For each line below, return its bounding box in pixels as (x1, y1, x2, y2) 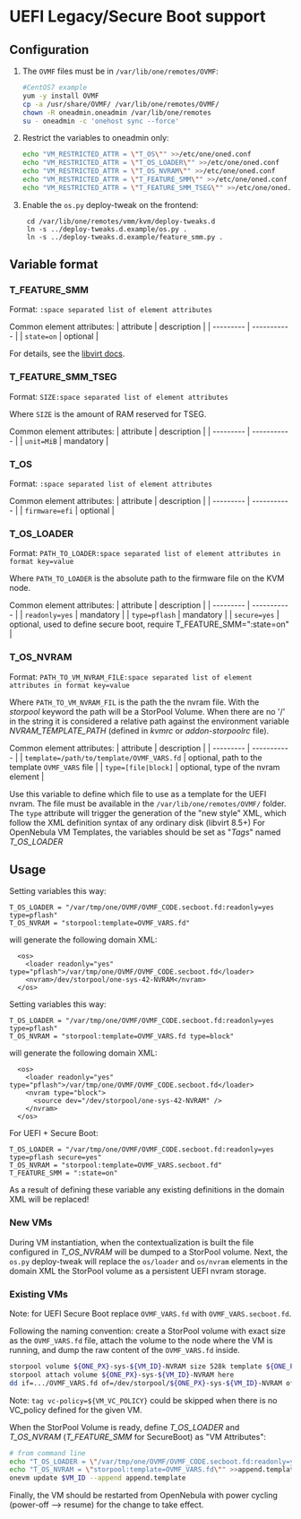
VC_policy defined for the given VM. (9, 1404, 142, 1415)
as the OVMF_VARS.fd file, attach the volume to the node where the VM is (9, 1335, 273, 1346)
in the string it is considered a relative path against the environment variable (9, 716, 289, 726)
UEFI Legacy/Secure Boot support (9, 6, 266, 27)
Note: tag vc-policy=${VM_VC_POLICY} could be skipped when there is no (9, 1394, 278, 1405)
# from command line (9, 1448, 87, 1458)
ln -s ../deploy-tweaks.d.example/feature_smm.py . (26, 232, 224, 241)
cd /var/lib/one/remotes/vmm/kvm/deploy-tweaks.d (26, 217, 216, 226)
